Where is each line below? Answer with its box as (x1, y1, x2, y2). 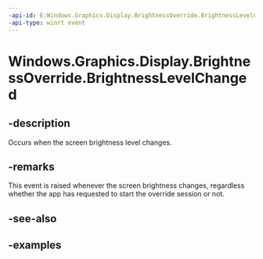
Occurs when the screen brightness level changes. (8, 138, 172, 147)
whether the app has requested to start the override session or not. (8, 189, 225, 199)
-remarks (8, 160, 55, 173)
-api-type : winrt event (8, 19, 86, 27)
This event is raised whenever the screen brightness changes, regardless (8, 181, 245, 190)
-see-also (8, 212, 57, 225)
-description (8, 117, 70, 130)
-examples (8, 239, 62, 252)
